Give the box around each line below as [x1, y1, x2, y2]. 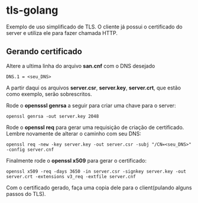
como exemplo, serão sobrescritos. [6, 90, 92, 98]
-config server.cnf [6, 146, 54, 153]
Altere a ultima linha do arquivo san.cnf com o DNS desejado [6, 62, 155, 69]
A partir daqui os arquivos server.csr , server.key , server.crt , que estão [6, 84, 181, 91]
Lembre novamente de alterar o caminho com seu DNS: [6, 130, 142, 137]
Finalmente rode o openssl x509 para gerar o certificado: [6, 157, 147, 164]
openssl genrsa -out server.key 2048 [6, 113, 99, 119]
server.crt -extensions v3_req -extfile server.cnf [6, 173, 136, 179]
